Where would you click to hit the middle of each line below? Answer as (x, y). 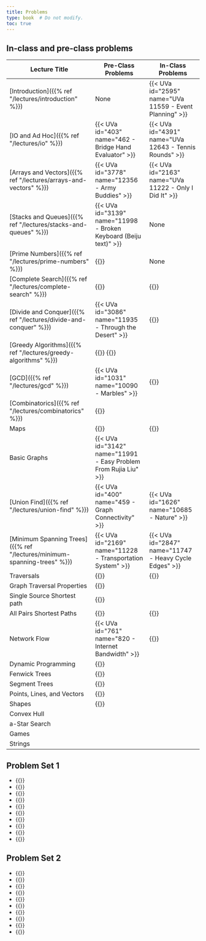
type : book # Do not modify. (45, 18)
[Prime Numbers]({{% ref (46, 254)
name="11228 (116, 551)
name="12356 (116, 180)
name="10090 (116, 386)
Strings (20, 744)
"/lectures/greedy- (47, 353)
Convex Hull (27, 714)
